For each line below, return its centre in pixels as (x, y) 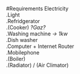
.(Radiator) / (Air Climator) (37, 65)
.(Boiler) (16, 59)
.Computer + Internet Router (40, 46)
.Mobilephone (23, 52)
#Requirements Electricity (37, 9)
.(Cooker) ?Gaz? (26, 27)
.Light (13, 15)
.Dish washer (22, 40)
